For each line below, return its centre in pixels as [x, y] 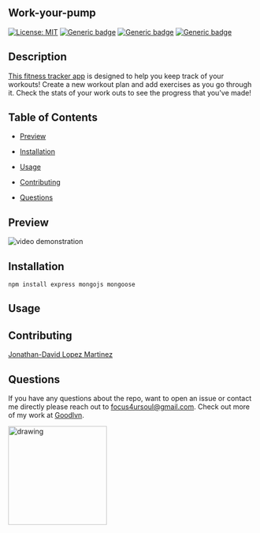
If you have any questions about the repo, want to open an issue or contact [130, 399]
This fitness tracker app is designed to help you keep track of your [116, 76]
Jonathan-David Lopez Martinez [60, 355]
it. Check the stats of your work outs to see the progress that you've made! [130, 92]
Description [37, 57]
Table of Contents [53, 118]
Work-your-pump [52, 13]
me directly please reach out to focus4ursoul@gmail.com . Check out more [129, 407]
